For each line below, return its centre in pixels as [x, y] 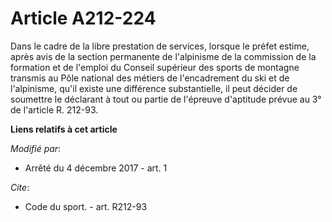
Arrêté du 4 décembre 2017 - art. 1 [96, 168]
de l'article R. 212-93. [54, 109]
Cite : [20, 187]
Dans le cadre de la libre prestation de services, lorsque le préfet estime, [160, 46]
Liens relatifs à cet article [64, 129]
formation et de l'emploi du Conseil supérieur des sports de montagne [155, 67]
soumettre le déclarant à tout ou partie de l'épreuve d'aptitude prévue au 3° [166, 99]
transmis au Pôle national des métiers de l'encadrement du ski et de [150, 78]
